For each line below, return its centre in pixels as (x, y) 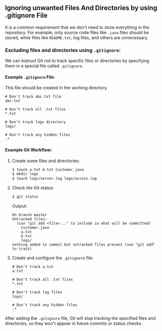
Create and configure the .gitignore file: (53, 258)
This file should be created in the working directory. (56, 88)
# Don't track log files (37, 292)
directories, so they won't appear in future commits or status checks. (74, 323)
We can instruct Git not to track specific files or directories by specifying (77, 61)
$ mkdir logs (25, 174)
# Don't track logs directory (36, 122)
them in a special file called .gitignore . (44, 66)
